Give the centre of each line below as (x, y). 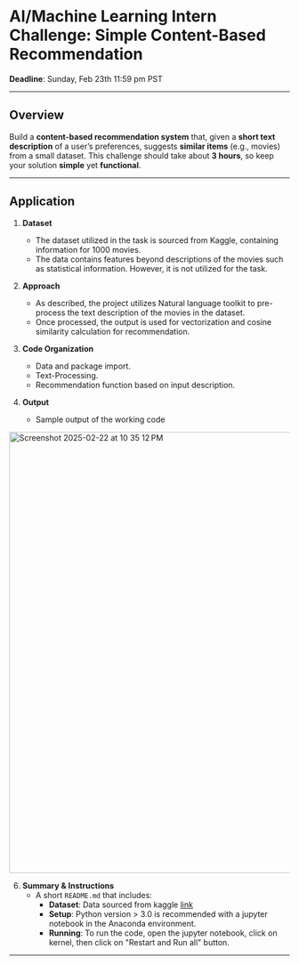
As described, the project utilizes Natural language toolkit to (145, 303)
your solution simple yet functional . (75, 165)
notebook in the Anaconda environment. (122, 923)
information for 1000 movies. (88, 249)
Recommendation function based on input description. (135, 385)
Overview (37, 115)
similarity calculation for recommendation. (113, 331)
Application (42, 202)
